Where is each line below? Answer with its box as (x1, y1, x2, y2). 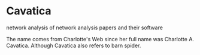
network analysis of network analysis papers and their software (6, 24, 163, 31)
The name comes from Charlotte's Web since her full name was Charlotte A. (6, 35, 195, 42)
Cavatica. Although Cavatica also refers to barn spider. (6, 42, 141, 49)
